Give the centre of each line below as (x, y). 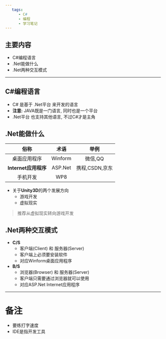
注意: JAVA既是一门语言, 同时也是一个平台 (55, 110)
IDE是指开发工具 (29, 332)
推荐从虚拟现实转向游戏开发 (45, 213)
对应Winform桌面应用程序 (46, 260)
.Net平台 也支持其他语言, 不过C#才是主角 (54, 117)
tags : (17, 10)
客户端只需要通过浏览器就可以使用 (54, 278)
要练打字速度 (25, 325)
